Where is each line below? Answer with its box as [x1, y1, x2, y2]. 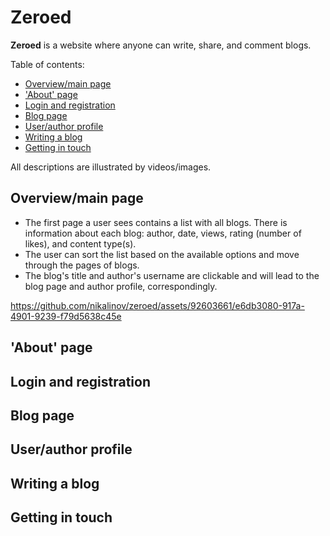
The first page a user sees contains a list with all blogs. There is [24, 216, 288, 228]
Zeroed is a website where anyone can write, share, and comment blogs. [10, 39, 312, 51]
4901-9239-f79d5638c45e [10, 310, 122, 322]
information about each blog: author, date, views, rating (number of [24, 227, 302, 239]
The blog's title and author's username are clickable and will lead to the [24, 269, 320, 281]
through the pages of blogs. [24, 259, 140, 271]
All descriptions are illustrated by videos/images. [10, 161, 212, 173]
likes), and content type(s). [24, 237, 137, 250]
